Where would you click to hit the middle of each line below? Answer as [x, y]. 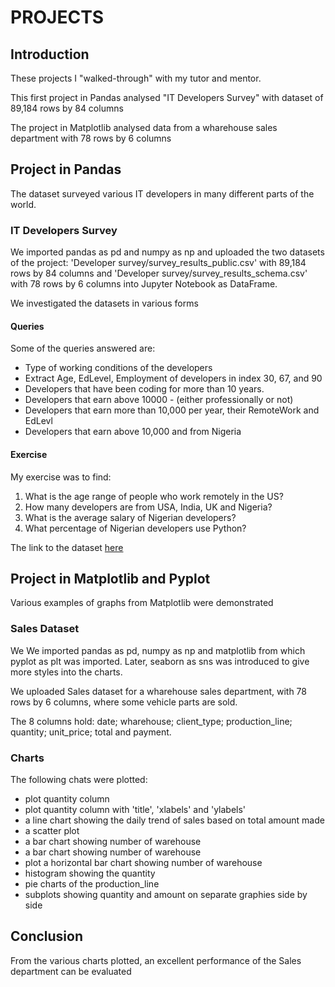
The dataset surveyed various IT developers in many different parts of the [162, 193]
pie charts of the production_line [92, 883]
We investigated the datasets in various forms [104, 303]
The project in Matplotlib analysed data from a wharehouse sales [144, 127]
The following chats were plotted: [79, 779]
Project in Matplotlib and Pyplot [110, 578]
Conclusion [47, 936]
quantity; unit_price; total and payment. [91, 732]
